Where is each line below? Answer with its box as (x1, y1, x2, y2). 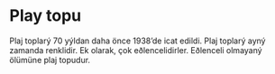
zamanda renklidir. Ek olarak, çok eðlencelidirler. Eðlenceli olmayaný (9, 44, 263, 55)
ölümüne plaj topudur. (9, 54, 91, 65)
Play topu (9, 5, 82, 26)
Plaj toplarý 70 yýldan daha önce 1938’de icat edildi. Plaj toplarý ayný (9, 35, 266, 46)
